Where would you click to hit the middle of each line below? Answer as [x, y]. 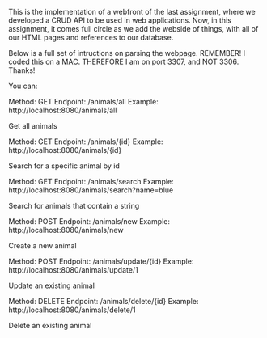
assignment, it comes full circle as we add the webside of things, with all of [133, 29]
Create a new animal [42, 245]
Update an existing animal [52, 285]
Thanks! [22, 70]
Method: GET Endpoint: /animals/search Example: [91, 182]
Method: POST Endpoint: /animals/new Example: [89, 221]
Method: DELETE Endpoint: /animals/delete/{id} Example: [104, 301]
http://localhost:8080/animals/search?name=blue [91, 190]
